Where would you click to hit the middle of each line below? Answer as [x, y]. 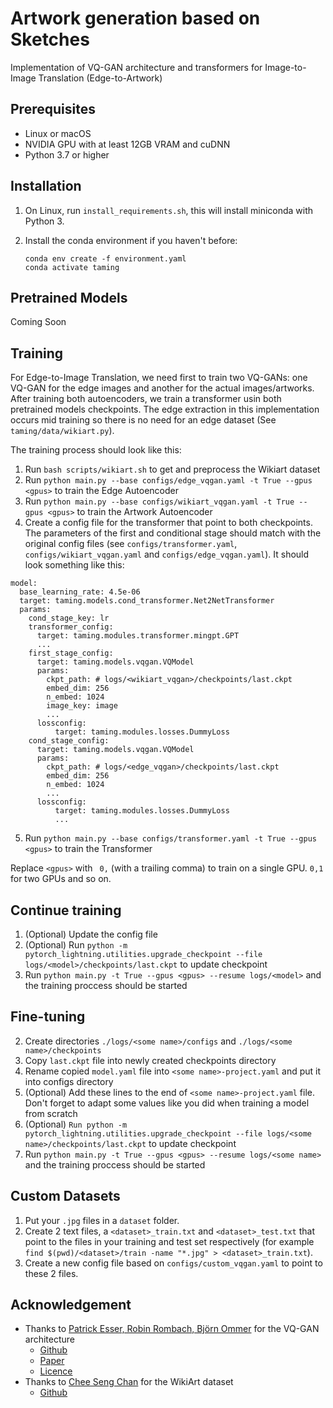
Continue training [66, 910]
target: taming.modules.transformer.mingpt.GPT [138, 636]
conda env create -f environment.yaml [105, 258]
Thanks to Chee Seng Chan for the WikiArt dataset [129, 1382]
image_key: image [82, 706]
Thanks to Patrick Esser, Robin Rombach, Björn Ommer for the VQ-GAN [172, 1329]
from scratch [51, 1113]
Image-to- [285, 67]
